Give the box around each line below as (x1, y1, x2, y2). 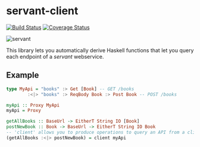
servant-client (6, 4, 79, 18)
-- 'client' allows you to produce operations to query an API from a (6, 129, 185, 135)
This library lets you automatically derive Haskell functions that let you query (6, 46, 194, 54)
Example (6, 70, 39, 81)
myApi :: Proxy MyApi (6, 102, 60, 108)
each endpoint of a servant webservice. (6, 53, 104, 60)
